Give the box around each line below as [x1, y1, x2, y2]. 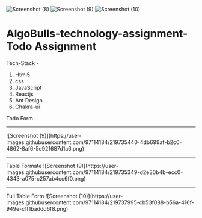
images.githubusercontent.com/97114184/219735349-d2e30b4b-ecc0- [6, 169, 183, 176]
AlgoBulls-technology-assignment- [6, 27, 188, 40]
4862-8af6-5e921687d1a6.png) [6, 145, 85, 152]
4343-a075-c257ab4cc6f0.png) [6, 175, 86, 182]
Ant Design [14, 96, 43, 104]
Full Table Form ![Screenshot [6, 192, 78, 199]
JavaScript [14, 84, 42, 91]
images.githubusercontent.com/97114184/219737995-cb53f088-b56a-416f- [6, 199, 194, 206]
